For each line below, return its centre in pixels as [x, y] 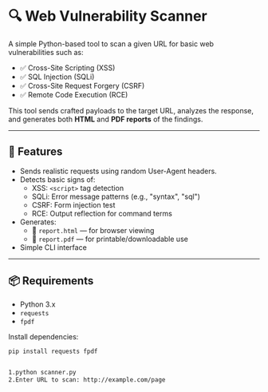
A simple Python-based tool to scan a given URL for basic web [111, 44]
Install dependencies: [43, 336]
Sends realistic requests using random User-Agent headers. [118, 171]
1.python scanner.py [43, 373]
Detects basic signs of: [57, 179]
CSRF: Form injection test [73, 204]
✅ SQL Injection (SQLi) [57, 77]
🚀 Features [35, 152]
